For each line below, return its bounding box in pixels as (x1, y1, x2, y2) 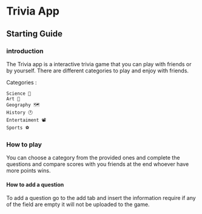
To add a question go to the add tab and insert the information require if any (6, 195, 196, 202)
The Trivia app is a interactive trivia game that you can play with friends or (6, 60, 192, 67)
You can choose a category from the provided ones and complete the (6, 154, 180, 162)
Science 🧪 (6, 90, 32, 97)
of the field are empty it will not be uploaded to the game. (6, 201, 150, 208)
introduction (6, 47, 44, 55)
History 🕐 (6, 109, 33, 116)
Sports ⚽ (6, 125, 30, 131)
